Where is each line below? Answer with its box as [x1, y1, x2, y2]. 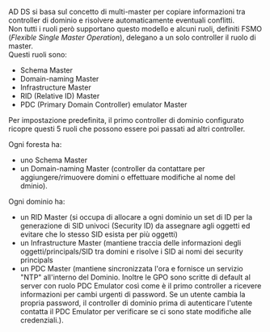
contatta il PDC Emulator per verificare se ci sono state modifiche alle [19, 307, 252, 316]
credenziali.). [19, 315, 64, 325]
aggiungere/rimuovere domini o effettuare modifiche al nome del [19, 173, 236, 182]
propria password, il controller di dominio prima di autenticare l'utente [19, 298, 253, 308]
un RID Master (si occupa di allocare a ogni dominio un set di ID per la [19, 212, 253, 221]
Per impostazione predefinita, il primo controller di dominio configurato [8, 116, 244, 124]
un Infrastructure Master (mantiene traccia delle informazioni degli [19, 238, 242, 247]
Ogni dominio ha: [8, 197, 65, 206]
